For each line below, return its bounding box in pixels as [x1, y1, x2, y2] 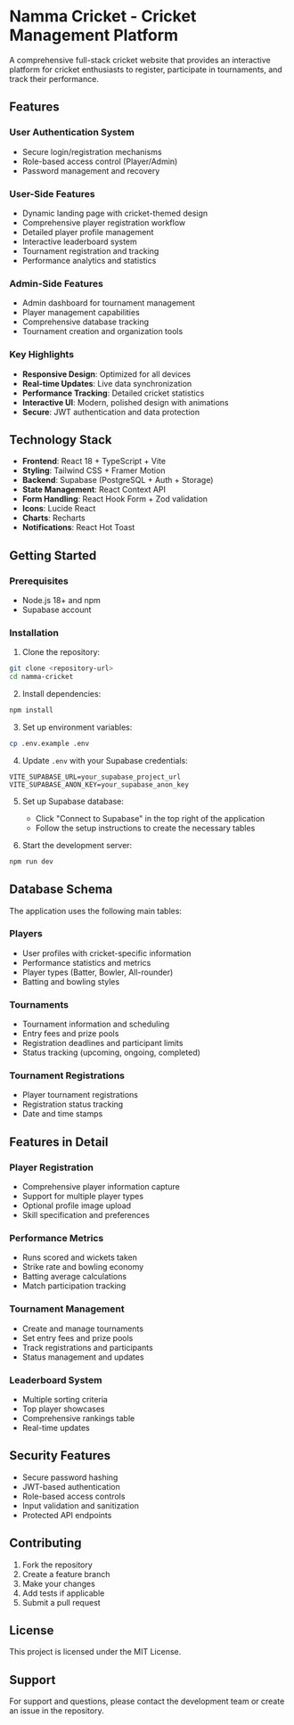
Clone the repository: [21, 647, 101, 658]
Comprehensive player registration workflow [21, 217, 186, 228]
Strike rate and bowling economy [21, 1262, 144, 1272]
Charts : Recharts [21, 512, 86, 523]
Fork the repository [21, 1559, 94, 1570]
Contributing [9, 1535, 82, 1551]
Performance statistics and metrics [21, 957, 151, 968]
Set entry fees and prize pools [21, 1332, 134, 1343]
